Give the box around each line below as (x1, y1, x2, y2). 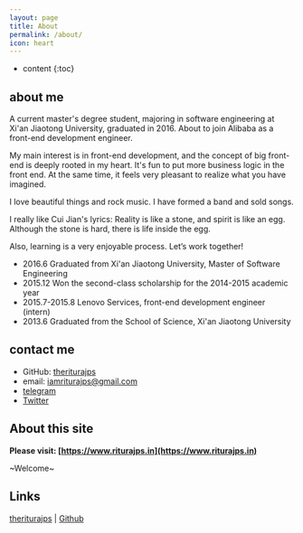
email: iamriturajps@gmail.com (22, 376, 138, 387)
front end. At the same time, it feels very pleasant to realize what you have (9, 169, 287, 181)
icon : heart (9, 38, 54, 48)
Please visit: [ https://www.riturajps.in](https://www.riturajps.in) (9, 444, 258, 456)
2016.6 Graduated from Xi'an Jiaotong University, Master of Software (22, 258, 280, 269)
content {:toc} (22, 63, 75, 74)
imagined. (9, 179, 47, 190)
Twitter (22, 395, 50, 406)
